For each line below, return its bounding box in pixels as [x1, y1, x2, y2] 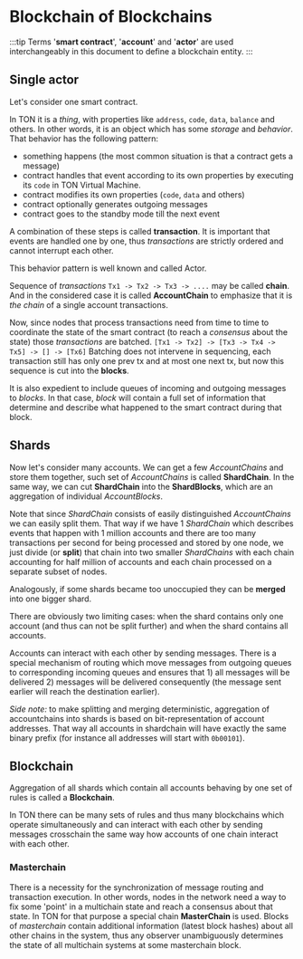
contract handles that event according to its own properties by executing [22, 169, 294, 180]
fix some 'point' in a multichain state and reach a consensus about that [9, 901, 273, 912]
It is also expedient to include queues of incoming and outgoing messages [9, 382, 287, 393]
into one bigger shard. [9, 593, 92, 604]
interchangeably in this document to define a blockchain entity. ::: [9, 45, 253, 56]
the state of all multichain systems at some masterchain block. [9, 939, 241, 950]
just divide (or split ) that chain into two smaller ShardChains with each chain [9, 546, 295, 558]
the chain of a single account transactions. [9, 299, 169, 310]
